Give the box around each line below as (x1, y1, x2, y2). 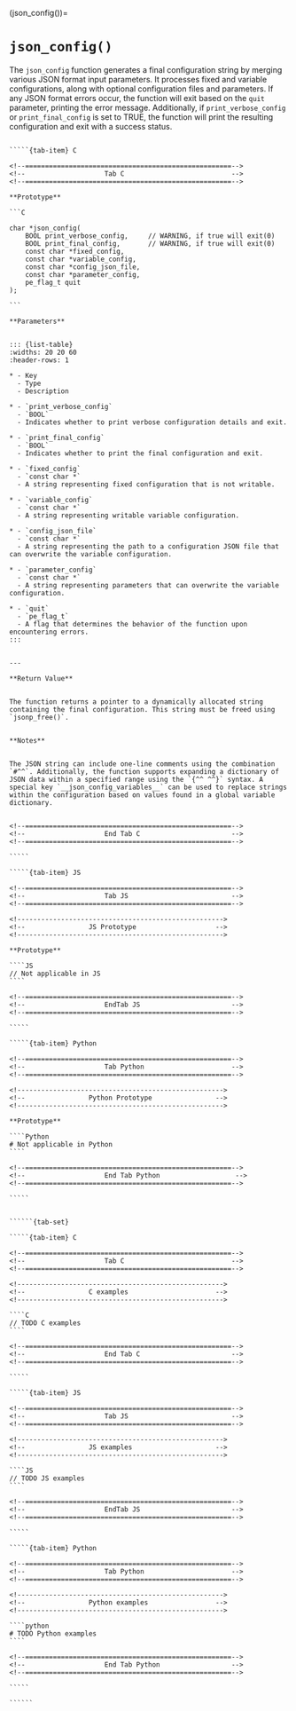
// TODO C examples (9, 1318, 82, 1328)
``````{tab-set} (9, 1218, 69, 1226)
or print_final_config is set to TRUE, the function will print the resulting (9, 111, 274, 122)
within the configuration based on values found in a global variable (9, 790, 276, 800)
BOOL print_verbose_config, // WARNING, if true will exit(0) (25, 231, 276, 240)
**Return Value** (9, 674, 74, 682)
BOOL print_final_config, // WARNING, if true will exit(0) (25, 239, 276, 248)
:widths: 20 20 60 (9, 348, 77, 357)
